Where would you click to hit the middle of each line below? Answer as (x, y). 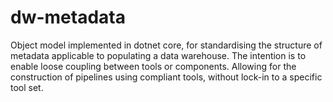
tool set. (27, 87)
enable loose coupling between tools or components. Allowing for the (153, 66)
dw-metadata (68, 17)
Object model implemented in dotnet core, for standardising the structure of (166, 45)
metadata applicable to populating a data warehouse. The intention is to (158, 55)
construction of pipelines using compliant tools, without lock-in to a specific (166, 77)
